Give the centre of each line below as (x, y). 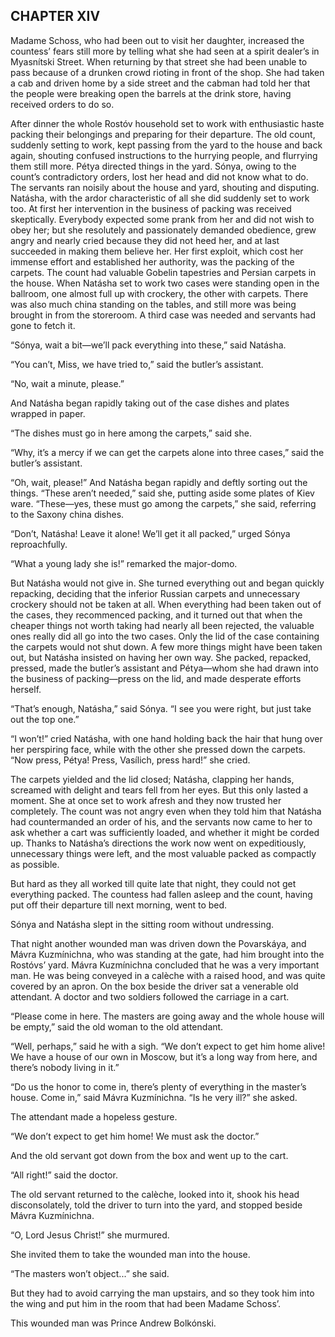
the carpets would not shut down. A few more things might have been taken (166, 646)
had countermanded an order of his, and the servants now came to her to (161, 821)
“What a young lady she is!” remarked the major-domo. (124, 563)
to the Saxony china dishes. (67, 514)
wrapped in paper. (48, 413)
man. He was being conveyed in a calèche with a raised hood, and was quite (168, 975)
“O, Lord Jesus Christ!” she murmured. (90, 1235)
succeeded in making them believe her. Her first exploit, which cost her (157, 251)
